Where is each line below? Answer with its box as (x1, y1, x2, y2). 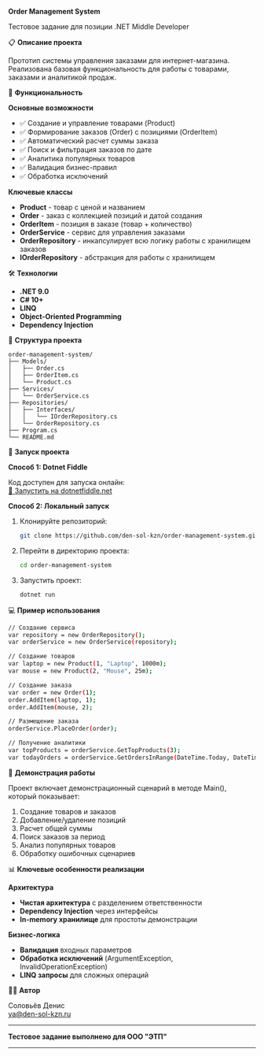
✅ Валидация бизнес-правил (19, 163, 118, 172)
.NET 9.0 (19, 287, 49, 296)
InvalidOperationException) (19, 962, 108, 971)
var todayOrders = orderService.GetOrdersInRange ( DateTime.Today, (8, 754, 230, 761)
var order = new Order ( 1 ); (8, 688, 97, 696)
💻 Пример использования (8, 606, 101, 615)
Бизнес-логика (8, 929, 60, 939)
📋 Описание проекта (8, 38, 82, 46)
